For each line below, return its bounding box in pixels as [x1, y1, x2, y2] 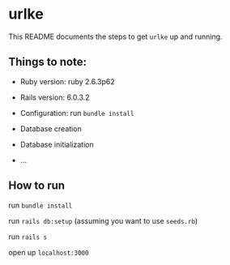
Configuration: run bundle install [19, 108, 134, 118]
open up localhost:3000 [8, 247, 89, 257]
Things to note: [8, 55, 87, 69]
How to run [8, 179, 66, 193]
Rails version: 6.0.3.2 [19, 92, 91, 102]
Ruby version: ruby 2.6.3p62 [19, 76, 115, 86]
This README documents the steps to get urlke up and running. [8, 32, 223, 41]
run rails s [8, 232, 47, 241]
